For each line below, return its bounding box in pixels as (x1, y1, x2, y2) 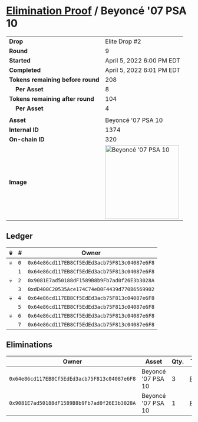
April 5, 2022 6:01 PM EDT (105, 66, 181, 74)
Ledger (6, 231, 33, 241)
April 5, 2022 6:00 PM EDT (105, 56, 181, 64)
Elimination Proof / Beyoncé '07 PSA (6, 4, 187, 18)
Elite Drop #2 (105, 37, 141, 45)
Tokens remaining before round (9, 75, 100, 84)
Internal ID (9, 126, 39, 134)
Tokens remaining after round (9, 94, 94, 103)
